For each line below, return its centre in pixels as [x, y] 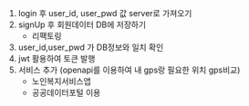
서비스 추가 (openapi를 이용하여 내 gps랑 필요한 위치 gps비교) [129, 70]
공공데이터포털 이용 [66, 92]
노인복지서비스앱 [61, 81]
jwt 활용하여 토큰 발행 [57, 58]
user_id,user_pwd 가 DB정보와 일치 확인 [91, 47]
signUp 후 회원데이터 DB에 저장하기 [82, 24]
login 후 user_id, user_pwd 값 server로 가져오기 [105, 13]
